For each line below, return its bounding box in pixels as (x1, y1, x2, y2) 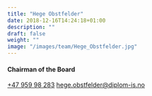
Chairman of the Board (7, 65, 76, 73)
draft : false (7, 30, 46, 37)
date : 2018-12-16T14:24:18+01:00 (7, 17, 106, 24)
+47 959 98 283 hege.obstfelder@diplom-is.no (7, 80, 146, 89)
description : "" (7, 23, 55, 30)
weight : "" (7, 37, 40, 44)
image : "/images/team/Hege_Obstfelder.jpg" (7, 43, 138, 50)
